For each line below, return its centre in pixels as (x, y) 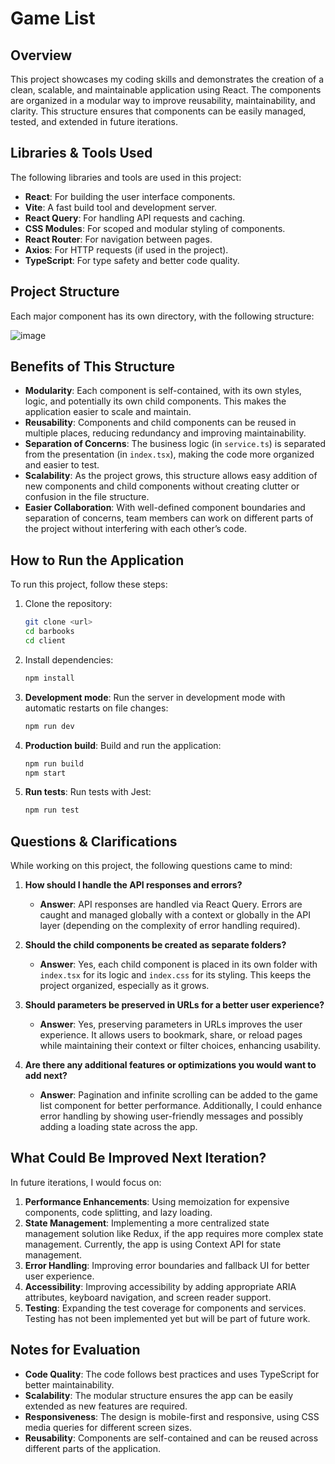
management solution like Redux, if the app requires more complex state (174, 1233)
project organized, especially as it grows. (124, 986)
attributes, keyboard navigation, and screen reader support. (148, 1297)
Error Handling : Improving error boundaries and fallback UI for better (167, 1265)
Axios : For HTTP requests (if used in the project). (126, 249)
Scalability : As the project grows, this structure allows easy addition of (171, 476)
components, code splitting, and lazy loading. (118, 1212)
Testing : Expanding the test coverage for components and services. (165, 1308)
